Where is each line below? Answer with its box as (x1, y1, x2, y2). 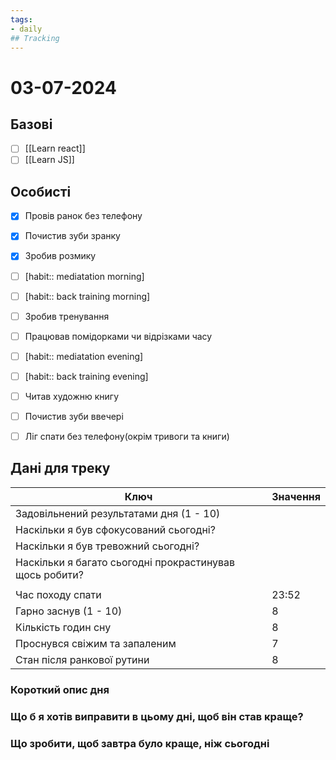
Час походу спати (15, 587, 102, 601)
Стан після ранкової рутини (15, 652, 150, 666)
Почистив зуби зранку (24, 230, 121, 242)
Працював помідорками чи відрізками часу (24, 330, 213, 342)
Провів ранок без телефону (24, 210, 143, 222)
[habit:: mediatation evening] (24, 350, 144, 362)
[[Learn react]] (24, 142, 86, 155)
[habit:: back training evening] (24, 370, 149, 382)
